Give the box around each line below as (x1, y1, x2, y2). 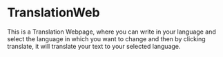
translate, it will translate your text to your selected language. (7, 42, 181, 50)
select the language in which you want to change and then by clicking (7, 34, 206, 43)
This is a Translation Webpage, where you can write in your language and (7, 27, 216, 36)
